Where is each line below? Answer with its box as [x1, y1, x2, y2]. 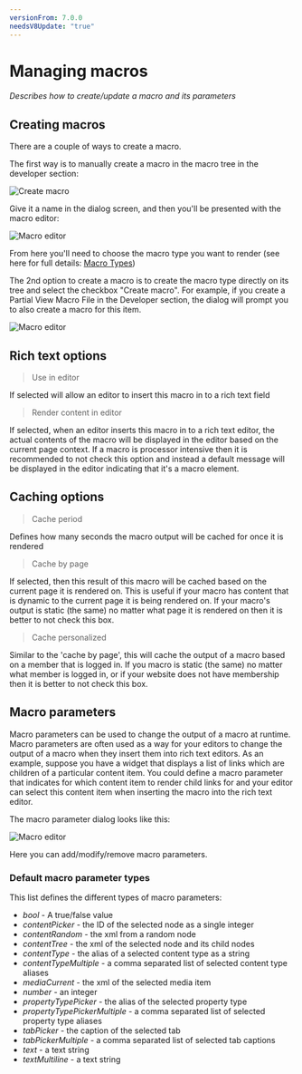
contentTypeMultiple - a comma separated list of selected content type [22, 957, 288, 968]
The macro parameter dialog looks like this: [9, 813, 171, 825]
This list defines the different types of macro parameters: [9, 892, 222, 903]
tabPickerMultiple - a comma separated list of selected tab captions [22, 1034, 276, 1045]
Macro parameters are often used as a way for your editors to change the [9, 738, 283, 749]
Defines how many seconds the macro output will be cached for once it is [9, 531, 284, 542]
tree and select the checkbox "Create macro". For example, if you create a [9, 285, 286, 295]
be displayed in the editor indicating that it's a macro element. [9, 463, 240, 474]
